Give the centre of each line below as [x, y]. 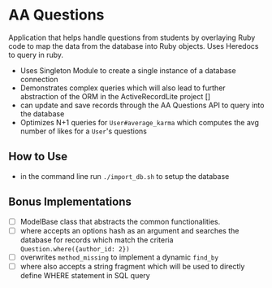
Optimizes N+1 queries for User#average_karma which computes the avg [140, 122]
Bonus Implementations [70, 202]
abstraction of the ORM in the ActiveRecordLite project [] [115, 96]
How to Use [38, 157]
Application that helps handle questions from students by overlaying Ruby [132, 37]
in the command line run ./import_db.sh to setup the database [125, 176]
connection [39, 79]
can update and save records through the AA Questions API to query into [142, 105]
